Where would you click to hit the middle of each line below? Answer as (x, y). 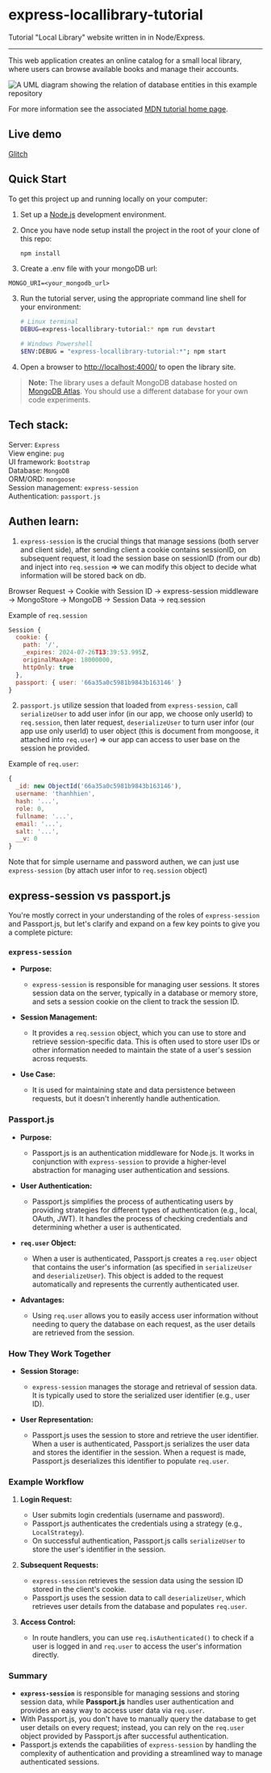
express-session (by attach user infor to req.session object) (108, 871)
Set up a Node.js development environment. (93, 214)
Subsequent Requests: (59, 1565)
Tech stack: (38, 425)
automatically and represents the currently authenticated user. (135, 1284)
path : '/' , (41, 645)
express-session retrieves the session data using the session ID (138, 1581)
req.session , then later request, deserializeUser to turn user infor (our (137, 723)
